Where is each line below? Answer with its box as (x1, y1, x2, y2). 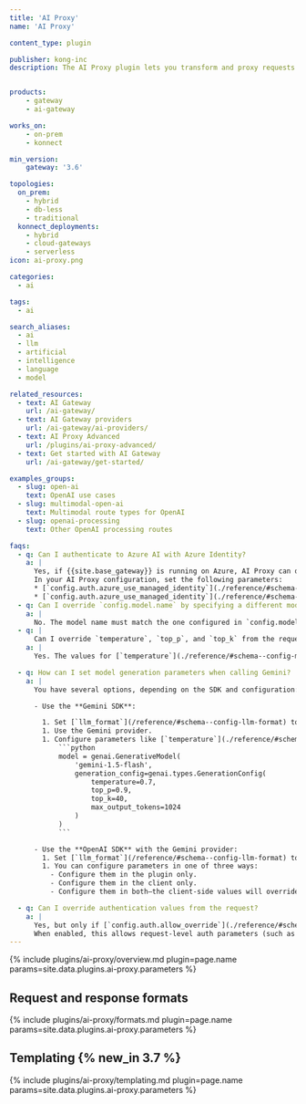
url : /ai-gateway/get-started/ (25, 457, 145, 466)
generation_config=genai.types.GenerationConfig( (74, 768, 267, 778)
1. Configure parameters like (42, 735, 157, 745)
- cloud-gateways (25, 239, 92, 248)
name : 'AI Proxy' (9, 22, 76, 31)
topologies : (9, 180, 55, 189)
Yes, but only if (33, 921, 100, 930)
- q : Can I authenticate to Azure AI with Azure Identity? (17, 549, 247, 559)
